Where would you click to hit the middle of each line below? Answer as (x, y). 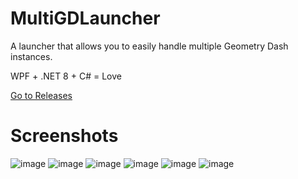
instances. (31, 56)
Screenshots (64, 136)
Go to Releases (41, 95)
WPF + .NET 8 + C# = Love (66, 76)
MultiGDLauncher (85, 18)
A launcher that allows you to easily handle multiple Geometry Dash (149, 46)
